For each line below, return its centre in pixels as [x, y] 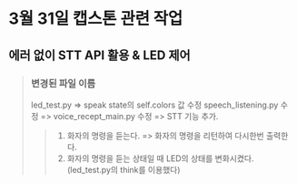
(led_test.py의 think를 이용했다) [124, 169]
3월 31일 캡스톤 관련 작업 [96, 19]
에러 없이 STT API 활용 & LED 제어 [100, 55]
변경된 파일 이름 [63, 83]
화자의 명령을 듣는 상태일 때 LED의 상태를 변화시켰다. [160, 158]
